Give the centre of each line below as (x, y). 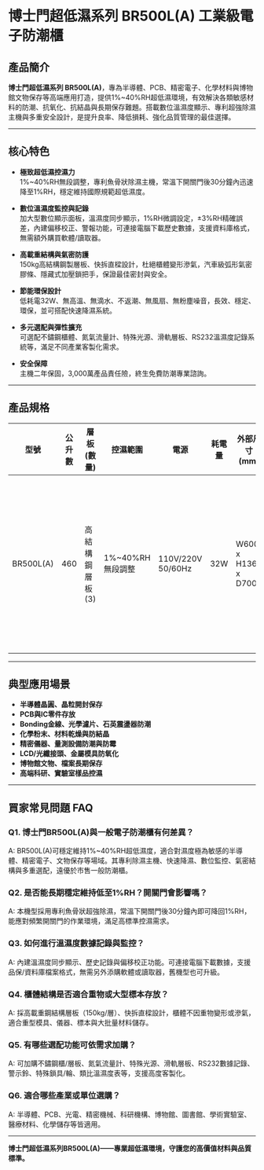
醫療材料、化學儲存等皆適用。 (56, 1124)
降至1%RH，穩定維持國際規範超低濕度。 (84, 191)
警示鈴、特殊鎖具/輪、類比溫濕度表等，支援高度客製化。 (99, 1073)
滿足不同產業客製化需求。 (82, 347)
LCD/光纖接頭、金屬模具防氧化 (69, 754)
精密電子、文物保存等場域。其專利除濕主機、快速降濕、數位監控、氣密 (135, 860)
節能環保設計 (40, 291)
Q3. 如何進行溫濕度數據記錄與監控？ (77, 944)
